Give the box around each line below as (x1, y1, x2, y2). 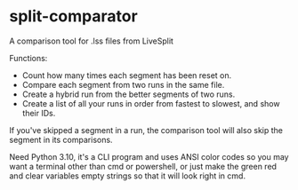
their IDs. (21, 107, 56, 118)
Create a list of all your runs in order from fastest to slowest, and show (21, 98, 280, 108)
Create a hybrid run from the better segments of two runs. (21, 89, 236, 99)
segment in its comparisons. (9, 134, 113, 145)
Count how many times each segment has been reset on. (21, 69, 232, 81)
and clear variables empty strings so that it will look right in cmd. (9, 170, 246, 181)
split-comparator (9, 6, 138, 27)
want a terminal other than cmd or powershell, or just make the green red (9, 161, 278, 171)
